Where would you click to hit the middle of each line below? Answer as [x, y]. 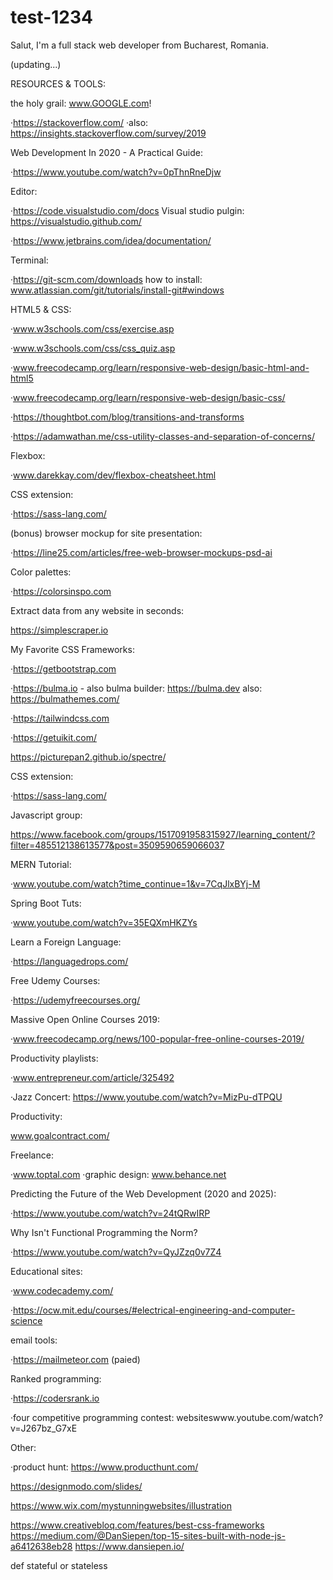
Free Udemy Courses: [55, 980]
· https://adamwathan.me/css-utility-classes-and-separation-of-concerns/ [162, 436]
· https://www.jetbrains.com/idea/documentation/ [111, 240]
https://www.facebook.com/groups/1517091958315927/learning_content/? [163, 834]
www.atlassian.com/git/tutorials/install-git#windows [117, 290]
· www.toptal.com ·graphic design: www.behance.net [118, 1174]
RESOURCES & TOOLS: [58, 83]
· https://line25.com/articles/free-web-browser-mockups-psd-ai [141, 552]
